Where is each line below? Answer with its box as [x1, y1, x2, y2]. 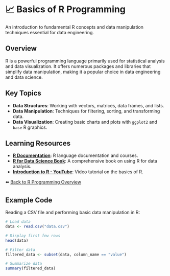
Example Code [5, 196, 53, 204]
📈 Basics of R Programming [5, 4, 126, 15]
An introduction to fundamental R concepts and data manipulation [5, 24, 144, 30]
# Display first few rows [5, 233, 60, 238]
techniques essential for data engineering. [5, 29, 94, 35]
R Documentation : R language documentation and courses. [12, 152, 138, 158]
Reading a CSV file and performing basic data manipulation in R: [5, 210, 140, 216]
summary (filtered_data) [5, 266, 56, 271]
